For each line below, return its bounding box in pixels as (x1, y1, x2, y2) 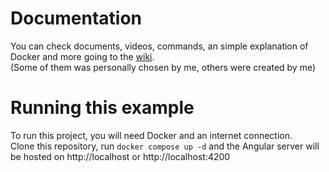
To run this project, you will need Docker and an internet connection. (10, 129, 293, 141)
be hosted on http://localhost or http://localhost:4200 (10, 150, 231, 162)
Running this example (10, 97, 195, 119)
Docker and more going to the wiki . (10, 50, 155, 62)
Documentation (10, 7, 143, 30)
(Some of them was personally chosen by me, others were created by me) (10, 61, 317, 73)
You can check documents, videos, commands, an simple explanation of (10, 40, 309, 52)
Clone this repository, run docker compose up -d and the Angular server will (10, 140, 320, 152)
